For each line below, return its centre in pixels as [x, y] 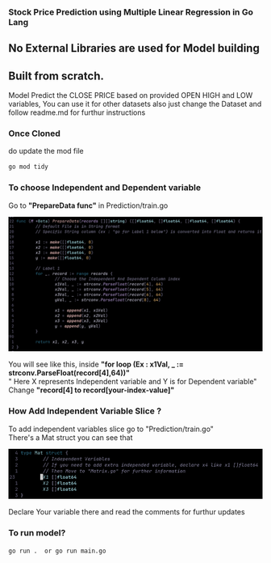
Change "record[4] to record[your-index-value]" [92, 390]
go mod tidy [28, 167]
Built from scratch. [56, 76]
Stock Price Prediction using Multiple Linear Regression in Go [131, 12]
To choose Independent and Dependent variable [105, 188]
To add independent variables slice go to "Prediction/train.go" [111, 429]
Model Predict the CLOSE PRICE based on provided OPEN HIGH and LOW [131, 95]
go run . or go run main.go [57, 551]
